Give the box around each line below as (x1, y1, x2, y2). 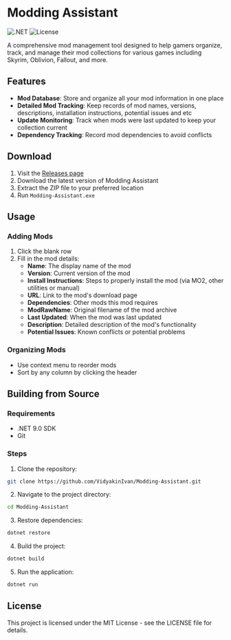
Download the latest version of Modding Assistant (16, 176, 159, 184)
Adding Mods (7, 231, 54, 241)
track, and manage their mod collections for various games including (7, 48, 202, 57)
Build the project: (16, 542, 66, 550)
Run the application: (16, 568, 74, 577)
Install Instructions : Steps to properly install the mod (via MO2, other (27, 277, 224, 285)
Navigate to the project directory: (16, 490, 111, 499)
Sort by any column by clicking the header (16, 368, 137, 377)
